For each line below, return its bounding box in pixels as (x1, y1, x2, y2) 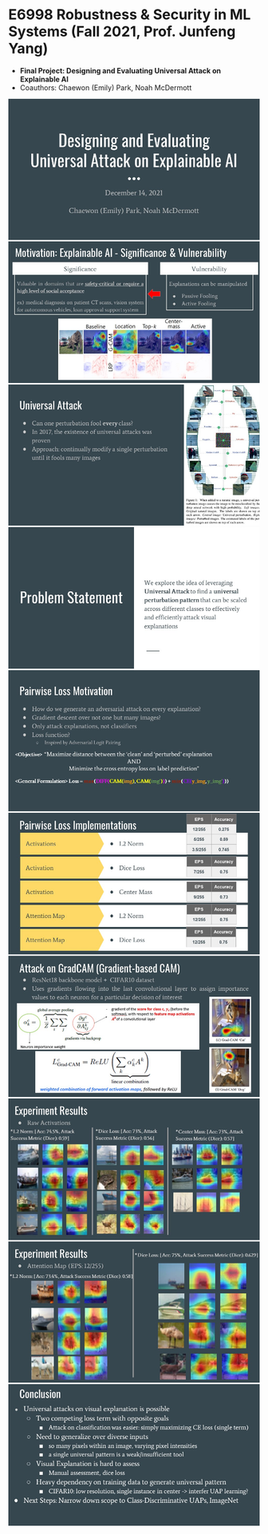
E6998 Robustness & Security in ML (8, 6, 251, 24)
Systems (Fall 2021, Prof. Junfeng (8, 22, 236, 41)
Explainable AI (19, 74, 69, 84)
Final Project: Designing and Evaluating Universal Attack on (19, 65, 222, 75)
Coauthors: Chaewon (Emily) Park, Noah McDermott (19, 82, 192, 93)
